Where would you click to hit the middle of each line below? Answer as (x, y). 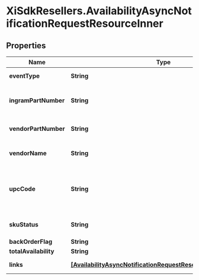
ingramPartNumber (37, 100)
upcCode (22, 189)
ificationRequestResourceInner (85, 23)
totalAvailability (32, 251)
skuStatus (24, 224)
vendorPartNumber (37, 129)
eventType (25, 76)
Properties (26, 45)
